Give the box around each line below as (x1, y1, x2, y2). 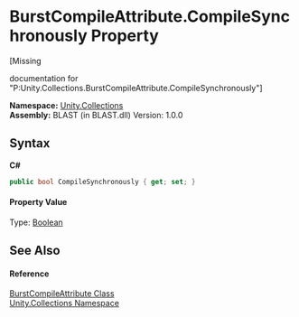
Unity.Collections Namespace (9, 298, 120, 309)
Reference (9, 268, 50, 279)
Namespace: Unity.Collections (9, 99, 124, 110)
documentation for (9, 72, 79, 83)
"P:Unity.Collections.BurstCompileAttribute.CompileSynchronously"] (9, 82, 264, 93)
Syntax (9, 135, 51, 151)
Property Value (9, 197, 68, 208)
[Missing (9, 55, 42, 66)
